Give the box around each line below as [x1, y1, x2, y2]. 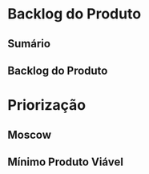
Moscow [7, 127, 52, 141]
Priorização [7, 96, 87, 115]
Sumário [7, 37, 51, 51]
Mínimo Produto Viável [7, 155, 123, 168]
